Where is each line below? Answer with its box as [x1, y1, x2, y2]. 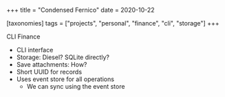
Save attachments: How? [16, 61, 87, 68]
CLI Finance [6, 32, 41, 41]
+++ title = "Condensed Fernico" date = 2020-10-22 [6, 6, 156, 14]
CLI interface [16, 46, 54, 54]
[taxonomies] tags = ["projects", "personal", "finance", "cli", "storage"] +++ [6, 19, 219, 27]
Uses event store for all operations [16, 75, 115, 83]
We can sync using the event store [26, 83, 125, 90]
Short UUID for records [16, 68, 83, 76]
